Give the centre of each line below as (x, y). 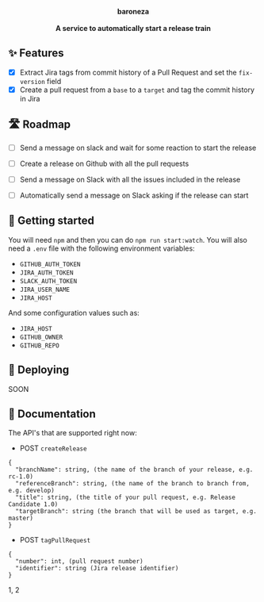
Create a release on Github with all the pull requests (104, 163)
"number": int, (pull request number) (80, 562)
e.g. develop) (32, 491)
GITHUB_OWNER (41, 337)
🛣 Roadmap (40, 125)
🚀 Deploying (39, 370)
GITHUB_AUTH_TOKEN (50, 264)
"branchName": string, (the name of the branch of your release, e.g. (134, 470)
